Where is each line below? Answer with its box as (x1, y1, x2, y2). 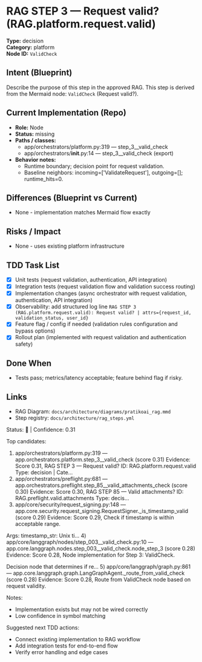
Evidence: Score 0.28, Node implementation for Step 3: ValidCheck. (6, 551, 175, 558)
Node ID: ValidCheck (6, 50, 57, 57)
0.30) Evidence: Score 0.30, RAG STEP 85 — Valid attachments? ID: (15, 488, 184, 495)
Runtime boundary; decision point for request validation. (24, 162, 165, 170)
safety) (15, 340, 33, 348)
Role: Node (15, 124, 44, 131)
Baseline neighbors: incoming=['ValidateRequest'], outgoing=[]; (24, 168, 183, 176)
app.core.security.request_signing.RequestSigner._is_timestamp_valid (15, 508, 189, 514)
